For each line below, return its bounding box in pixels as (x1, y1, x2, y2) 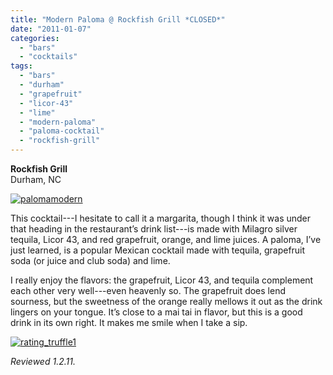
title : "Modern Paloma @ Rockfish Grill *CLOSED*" (10, 14, 226, 25)
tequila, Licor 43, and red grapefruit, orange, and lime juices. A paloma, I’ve (10, 234, 322, 245)
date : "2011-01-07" (10, 24, 92, 34)
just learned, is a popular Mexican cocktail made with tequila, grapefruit (10, 244, 306, 256)
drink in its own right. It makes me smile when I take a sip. (10, 317, 248, 328)
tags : (10, 61, 33, 71)
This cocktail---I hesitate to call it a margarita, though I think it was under (10, 212, 312, 224)
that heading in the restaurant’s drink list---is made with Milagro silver (10, 223, 298, 235)
